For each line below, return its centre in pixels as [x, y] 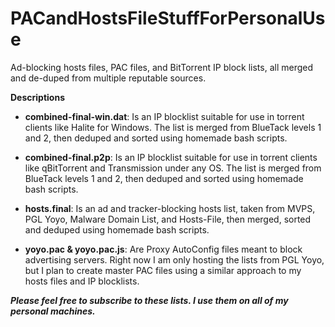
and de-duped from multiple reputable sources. [108, 78]
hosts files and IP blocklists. [82, 281]
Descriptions [37, 97]
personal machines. [53, 311]
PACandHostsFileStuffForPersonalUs [168, 18]
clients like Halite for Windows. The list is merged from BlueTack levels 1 [173, 127]
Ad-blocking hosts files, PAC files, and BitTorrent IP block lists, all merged [162, 67]
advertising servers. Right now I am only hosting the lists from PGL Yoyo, [174, 259]
